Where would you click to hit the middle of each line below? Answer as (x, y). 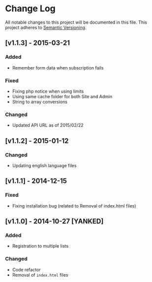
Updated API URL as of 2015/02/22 (48, 125)
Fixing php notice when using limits (48, 91)
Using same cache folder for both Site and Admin (62, 96)
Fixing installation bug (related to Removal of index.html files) (74, 206)
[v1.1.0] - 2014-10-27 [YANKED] (54, 221)
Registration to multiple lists (40, 246)
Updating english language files (44, 165)
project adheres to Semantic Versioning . (46, 27)
